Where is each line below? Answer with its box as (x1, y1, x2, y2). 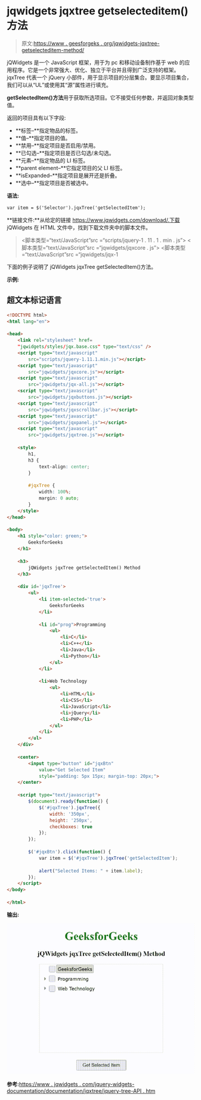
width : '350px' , (49, 811, 90, 817)
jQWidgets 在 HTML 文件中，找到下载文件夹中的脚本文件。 (7, 223, 151, 231)
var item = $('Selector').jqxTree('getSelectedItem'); (7, 205, 146, 211)
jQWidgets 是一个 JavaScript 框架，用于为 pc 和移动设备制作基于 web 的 (7, 59, 185, 66)
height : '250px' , (49, 817, 93, 823)
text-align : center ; (38, 463, 90, 469)
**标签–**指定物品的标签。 (15, 127, 81, 134)
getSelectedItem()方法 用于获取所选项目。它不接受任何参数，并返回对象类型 (7, 94, 194, 101)
